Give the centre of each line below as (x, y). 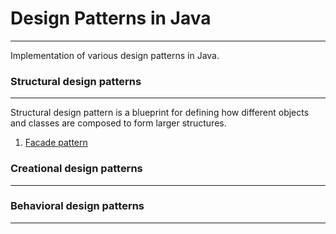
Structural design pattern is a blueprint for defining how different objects (160, 113)
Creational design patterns (76, 169)
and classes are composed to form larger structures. (118, 123)
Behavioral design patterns (77, 206)
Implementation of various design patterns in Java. (115, 55)
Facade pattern (56, 143)
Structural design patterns (76, 81)
